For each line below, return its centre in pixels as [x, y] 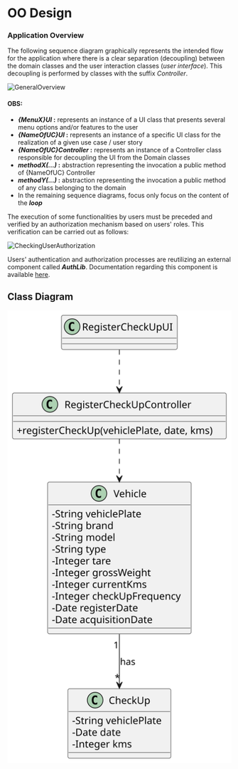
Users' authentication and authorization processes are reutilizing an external [119, 259]
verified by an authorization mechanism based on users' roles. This [106, 224]
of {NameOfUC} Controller [56, 172]
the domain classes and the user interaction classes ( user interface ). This [115, 66]
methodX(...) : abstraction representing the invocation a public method [121, 164]
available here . [29, 274]
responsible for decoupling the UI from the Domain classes [104, 157]
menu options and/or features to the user [78, 127]
